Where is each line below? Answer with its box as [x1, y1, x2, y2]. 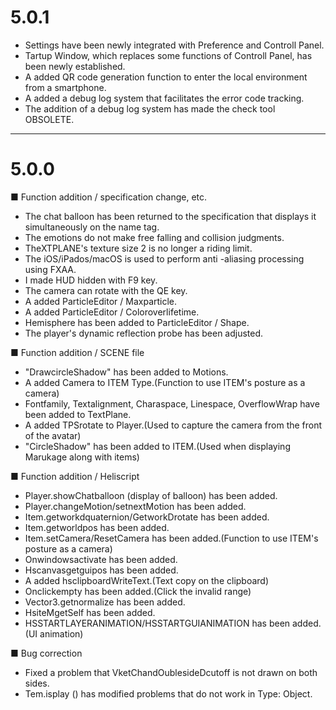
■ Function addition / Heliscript [10, 470, 140, 482]
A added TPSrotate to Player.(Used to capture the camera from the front [24, 419, 323, 431]
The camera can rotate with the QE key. [24, 284, 188, 296]
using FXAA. [24, 263, 77, 275]
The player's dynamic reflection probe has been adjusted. [24, 327, 264, 339]
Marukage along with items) [24, 451, 140, 463]
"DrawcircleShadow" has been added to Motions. [24, 366, 229, 378]
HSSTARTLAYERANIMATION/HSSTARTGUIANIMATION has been [24, 617, 291, 629]
